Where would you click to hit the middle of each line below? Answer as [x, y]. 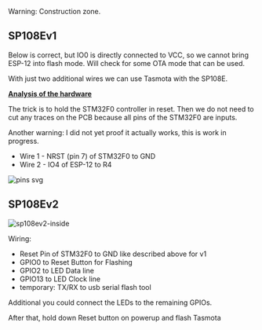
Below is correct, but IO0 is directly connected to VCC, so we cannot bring [129, 55]
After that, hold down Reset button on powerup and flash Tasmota [115, 317]
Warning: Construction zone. [55, 11]
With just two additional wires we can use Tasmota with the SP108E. [118, 79]
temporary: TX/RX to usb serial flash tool [85, 287]
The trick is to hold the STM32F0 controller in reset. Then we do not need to [131, 108]
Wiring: [20, 238]
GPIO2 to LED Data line [56, 270]
